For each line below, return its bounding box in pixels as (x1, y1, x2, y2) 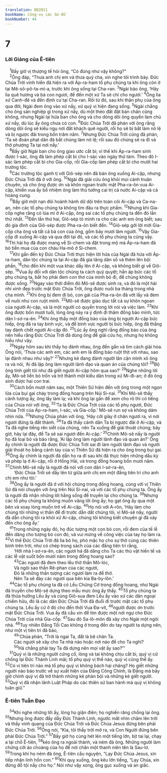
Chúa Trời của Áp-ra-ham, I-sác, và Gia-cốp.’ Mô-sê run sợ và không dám (5, 407, 158, 413)
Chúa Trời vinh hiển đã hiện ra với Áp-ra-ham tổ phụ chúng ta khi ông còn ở (5, 79, 161, 85)
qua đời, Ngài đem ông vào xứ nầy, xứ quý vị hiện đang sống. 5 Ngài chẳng (5, 102, 158, 109)
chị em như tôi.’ (5, 475, 37, 481)
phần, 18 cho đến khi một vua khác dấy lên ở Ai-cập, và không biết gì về (5, 262, 151, 269)
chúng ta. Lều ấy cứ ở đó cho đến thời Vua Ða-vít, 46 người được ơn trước (5, 604, 155, 611)
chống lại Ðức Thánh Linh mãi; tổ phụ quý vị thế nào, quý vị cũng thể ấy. (5, 657, 154, 663)
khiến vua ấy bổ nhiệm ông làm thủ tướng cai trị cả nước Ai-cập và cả (15, 187, 158, 193)
